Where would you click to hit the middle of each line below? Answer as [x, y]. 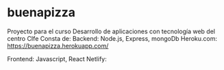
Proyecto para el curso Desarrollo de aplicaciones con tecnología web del [111, 31]
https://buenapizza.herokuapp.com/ [58, 46]
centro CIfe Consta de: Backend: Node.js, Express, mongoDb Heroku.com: [112, 38]
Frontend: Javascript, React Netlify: [57, 58]
